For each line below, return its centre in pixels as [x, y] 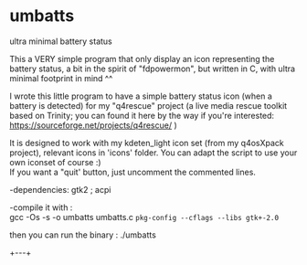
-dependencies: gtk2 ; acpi [60, 189]
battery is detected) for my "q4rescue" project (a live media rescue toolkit [148, 105]
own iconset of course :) [56, 162]
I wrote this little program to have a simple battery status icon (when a [141, 96]
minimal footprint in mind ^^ [61, 78]
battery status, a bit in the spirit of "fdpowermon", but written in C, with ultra [152, 69]
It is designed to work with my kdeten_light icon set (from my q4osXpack [147, 143]
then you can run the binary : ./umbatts [83, 235]
